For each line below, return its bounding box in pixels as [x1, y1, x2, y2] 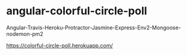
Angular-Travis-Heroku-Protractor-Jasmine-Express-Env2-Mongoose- [6, 24, 182, 31]
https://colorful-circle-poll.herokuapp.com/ [6, 42, 113, 49]
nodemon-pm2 [6, 30, 44, 37]
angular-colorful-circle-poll [6, 4, 147, 18]
